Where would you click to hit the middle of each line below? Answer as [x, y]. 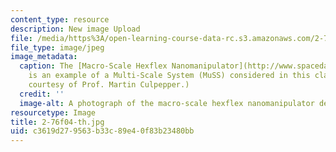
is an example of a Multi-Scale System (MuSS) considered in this [169, 76]
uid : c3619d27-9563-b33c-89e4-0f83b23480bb [102, 131]
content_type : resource [60, 19]
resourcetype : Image [53, 112]
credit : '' [42, 94]
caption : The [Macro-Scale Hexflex [93, 66]
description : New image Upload [75, 29]
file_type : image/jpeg [57, 47]
